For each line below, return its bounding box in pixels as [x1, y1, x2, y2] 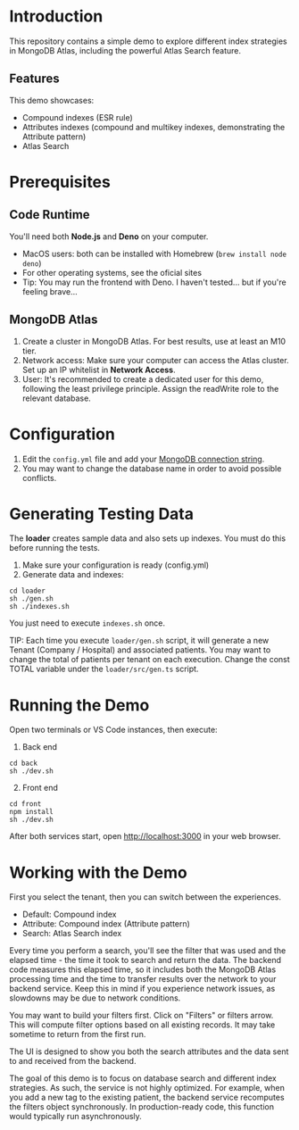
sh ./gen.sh [9, 594, 54, 603]
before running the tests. [9, 543, 101, 553]
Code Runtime [9, 207, 91, 222]
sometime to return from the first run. [9, 1029, 146, 1040]
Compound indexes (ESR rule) [21, 112, 134, 122]
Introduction [9, 6, 104, 27]
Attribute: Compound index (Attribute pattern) [21, 918, 190, 929]
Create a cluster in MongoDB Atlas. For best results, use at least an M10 [21, 336, 287, 346]
